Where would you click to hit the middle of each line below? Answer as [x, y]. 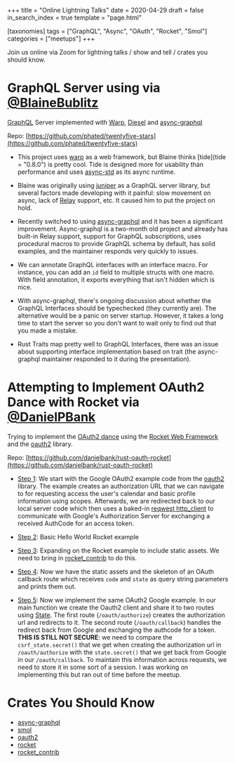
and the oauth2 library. [40, 444]
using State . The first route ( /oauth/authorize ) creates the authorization [121, 615]
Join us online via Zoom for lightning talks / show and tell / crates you [108, 52]
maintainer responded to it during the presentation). [116, 359]
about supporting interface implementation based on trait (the [107, 351]
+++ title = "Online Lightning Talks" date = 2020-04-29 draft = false [106, 10]
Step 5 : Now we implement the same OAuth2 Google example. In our [116, 600]
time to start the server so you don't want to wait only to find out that [117, 323]
